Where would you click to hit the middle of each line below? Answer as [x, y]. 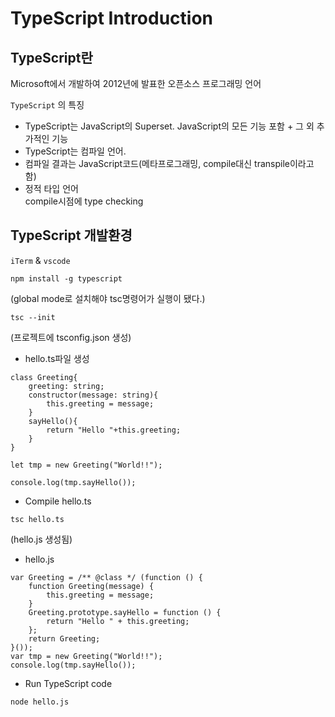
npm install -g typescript [66, 278]
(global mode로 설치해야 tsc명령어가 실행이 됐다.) [108, 298]
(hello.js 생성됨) [41, 539]
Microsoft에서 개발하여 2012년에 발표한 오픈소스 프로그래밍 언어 [136, 83]
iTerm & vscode [40, 260]
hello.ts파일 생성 [57, 358]
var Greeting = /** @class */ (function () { [106, 577]
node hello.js [40, 702]
